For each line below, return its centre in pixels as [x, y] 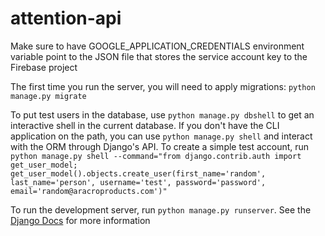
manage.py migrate [48, 96]
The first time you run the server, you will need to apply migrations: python [163, 86]
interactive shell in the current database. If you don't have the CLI [145, 125]
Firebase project [44, 67]
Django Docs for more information [80, 220]
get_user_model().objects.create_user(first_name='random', [138, 173]
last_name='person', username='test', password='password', [138, 182]
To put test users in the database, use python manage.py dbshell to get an [162, 114]
